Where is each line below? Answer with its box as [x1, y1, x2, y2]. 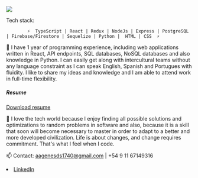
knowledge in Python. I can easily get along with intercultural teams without [6, 56, 190, 63]
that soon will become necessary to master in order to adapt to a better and [6, 127, 190, 135]
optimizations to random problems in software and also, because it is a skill [6, 121, 189, 128]
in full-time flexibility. [6, 75, 57, 82]
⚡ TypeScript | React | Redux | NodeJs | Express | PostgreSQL [27, 28, 189, 34]
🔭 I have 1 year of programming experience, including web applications [6, 44, 179, 51]
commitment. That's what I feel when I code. [6, 140, 115, 147]
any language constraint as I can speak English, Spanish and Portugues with [6, 63, 192, 70]
